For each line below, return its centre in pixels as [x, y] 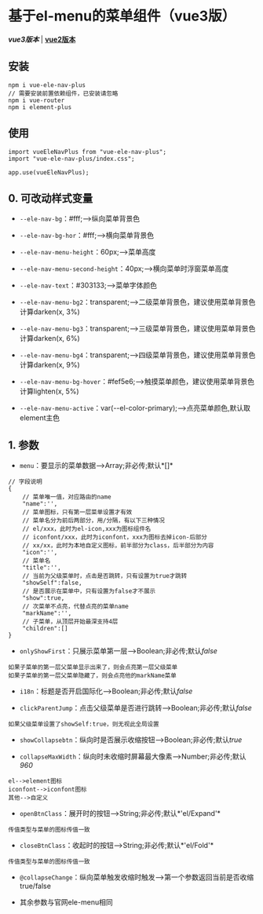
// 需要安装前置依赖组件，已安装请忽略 [63, 93]
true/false [35, 886]
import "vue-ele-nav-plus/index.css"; [71, 159]
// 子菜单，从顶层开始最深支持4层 [70, 622]
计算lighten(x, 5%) [49, 391]
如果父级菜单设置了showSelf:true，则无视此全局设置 [84, 724]
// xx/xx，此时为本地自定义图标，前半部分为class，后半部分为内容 [118, 546]
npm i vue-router [37, 100]
